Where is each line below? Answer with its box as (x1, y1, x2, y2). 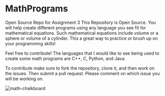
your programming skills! (5, 40, 56, 46)
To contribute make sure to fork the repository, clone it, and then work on (5, 65, 155, 71)
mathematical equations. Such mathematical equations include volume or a (5, 30, 159, 36)
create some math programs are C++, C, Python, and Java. (5, 55, 126, 61)
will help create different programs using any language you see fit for (5, 24, 146, 30)
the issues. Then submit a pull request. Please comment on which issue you (5, 70, 160, 76)
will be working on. (5, 76, 44, 82)
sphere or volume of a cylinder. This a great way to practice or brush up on (5, 35, 158, 41)
